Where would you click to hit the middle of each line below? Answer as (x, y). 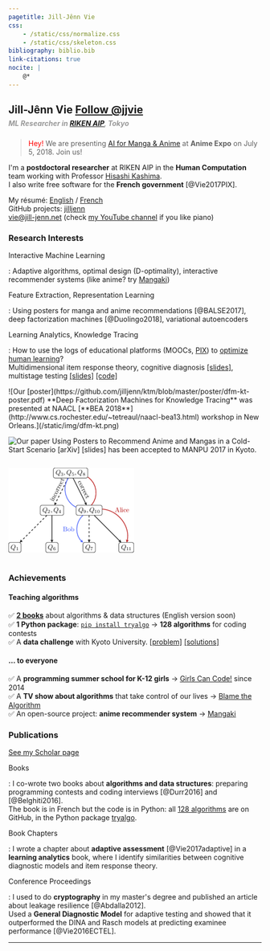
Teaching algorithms (43, 597)
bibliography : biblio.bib (51, 51)
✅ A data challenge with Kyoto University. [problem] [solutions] (114, 642)
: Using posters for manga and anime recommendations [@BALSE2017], (127, 311)
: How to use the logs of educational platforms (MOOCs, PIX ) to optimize (128, 350)
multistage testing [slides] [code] (63, 376)
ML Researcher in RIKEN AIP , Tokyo (69, 123)
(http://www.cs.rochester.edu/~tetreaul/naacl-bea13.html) (104, 417)
